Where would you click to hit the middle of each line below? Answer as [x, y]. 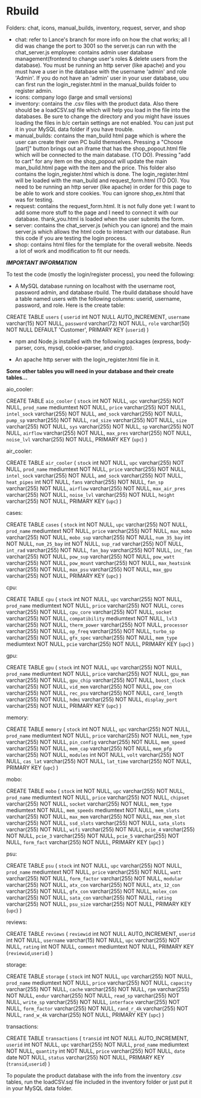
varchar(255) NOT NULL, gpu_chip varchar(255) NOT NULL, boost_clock [96, 680]
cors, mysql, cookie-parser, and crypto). [84, 347]
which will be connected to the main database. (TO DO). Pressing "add [103, 154]
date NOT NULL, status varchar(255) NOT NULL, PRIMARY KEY [85, 1057]
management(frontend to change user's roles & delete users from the [101, 58]
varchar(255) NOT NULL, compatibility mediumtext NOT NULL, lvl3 [92, 618]
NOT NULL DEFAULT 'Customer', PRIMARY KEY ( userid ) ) [78, 329]
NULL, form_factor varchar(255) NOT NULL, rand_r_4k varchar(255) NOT [97, 1008]
